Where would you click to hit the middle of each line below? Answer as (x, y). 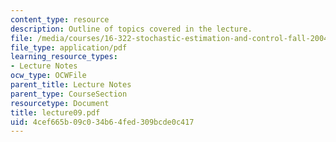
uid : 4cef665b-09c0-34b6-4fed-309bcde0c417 (102, 122)
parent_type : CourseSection (69, 94)
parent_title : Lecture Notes (71, 85)
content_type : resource (60, 19)
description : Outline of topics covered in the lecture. (131, 29)
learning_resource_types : (64, 57)
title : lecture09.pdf (55, 112)
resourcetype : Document (60, 103)
